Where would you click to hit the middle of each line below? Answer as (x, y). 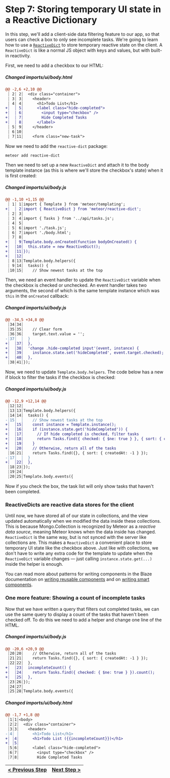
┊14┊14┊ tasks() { (28, 415)
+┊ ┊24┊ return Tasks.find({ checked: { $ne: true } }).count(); (80, 672)
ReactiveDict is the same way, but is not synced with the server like (76, 537)
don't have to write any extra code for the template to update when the (79, 554)
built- (157, 50)
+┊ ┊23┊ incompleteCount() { (38, 668)
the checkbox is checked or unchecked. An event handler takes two (76, 285)
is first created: (21, 176)
